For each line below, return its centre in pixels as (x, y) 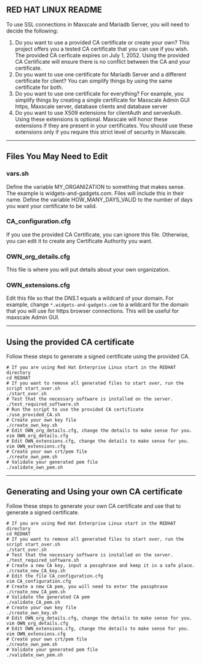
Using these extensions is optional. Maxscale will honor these (91, 119)
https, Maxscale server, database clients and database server (91, 106)
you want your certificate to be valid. (52, 206)
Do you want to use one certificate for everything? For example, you (99, 93)
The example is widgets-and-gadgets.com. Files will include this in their (95, 193)
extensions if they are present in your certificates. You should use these (104, 125)
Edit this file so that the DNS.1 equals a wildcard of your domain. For (90, 298)
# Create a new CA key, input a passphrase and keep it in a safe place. (101, 566)
